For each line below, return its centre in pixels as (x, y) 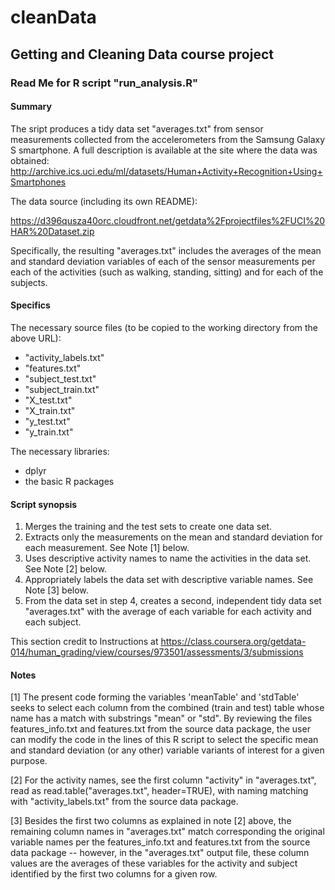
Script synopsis (44, 504)
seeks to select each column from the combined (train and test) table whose (167, 708)
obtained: (30, 160)
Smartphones (38, 182)
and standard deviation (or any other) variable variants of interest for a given (167, 750)
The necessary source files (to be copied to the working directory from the (164, 327)
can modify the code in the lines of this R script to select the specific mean (164, 740)
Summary (31, 107)
